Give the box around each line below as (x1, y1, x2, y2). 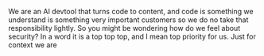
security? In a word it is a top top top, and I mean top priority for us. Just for (8, 32, 257, 41)
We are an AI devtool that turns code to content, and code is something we (8, 7, 254, 16)
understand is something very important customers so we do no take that (8, 15, 249, 24)
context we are (8, 40, 57, 50)
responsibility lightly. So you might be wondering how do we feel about (8, 24, 241, 32)
